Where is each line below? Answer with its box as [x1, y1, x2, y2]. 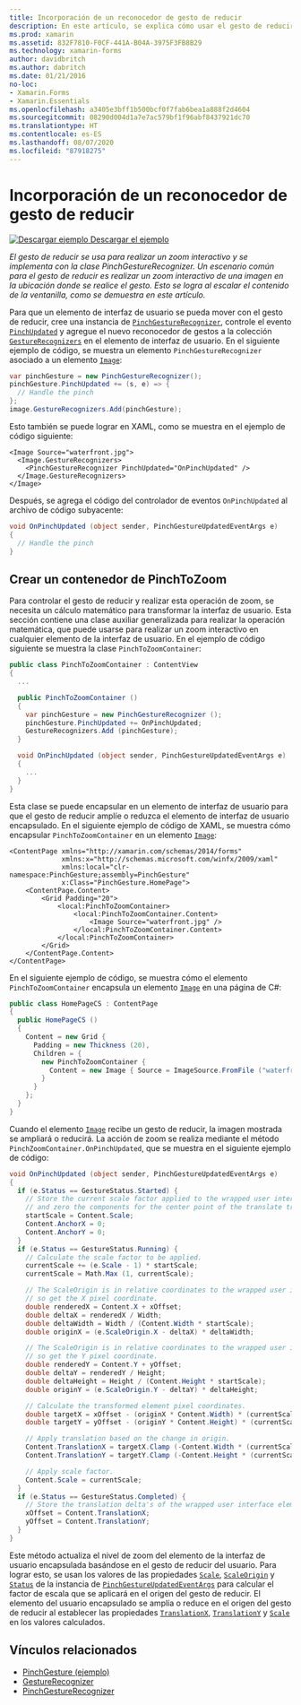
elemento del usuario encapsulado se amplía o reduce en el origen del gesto [9, 1597, 292, 1608]
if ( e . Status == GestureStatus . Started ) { [17, 1186, 178, 1195]
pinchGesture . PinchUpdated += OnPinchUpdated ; [25, 718, 202, 727]
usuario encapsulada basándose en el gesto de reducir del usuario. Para [9, 1559, 277, 1570]
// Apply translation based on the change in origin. [25, 1434, 230, 1443]
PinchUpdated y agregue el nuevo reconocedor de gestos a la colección [9, 325, 272, 336]
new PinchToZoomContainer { [41, 1057, 146, 1067]
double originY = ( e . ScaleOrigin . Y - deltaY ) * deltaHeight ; [25, 1385, 259, 1394]
